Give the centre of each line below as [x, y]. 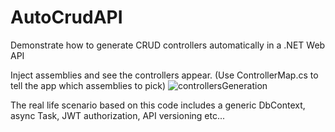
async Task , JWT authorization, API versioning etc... [118, 115]
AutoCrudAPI [66, 17]
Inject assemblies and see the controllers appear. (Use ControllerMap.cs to [164, 75]
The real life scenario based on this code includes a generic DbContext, [158, 105]
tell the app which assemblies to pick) [88, 85]
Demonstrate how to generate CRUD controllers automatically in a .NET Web [168, 45]
